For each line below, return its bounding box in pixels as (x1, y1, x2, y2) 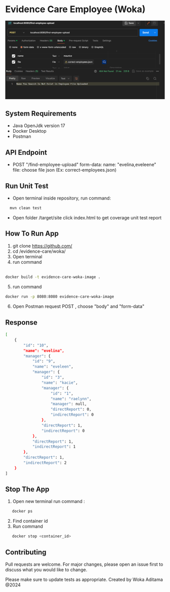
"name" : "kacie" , (41, 380, 78, 385)
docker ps (12, 509, 33, 514)
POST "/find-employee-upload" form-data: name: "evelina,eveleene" (12, 162, 157, 168)
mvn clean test (10, 205, 42, 211)
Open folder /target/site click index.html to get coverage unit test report (12, 214, 162, 221)
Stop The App (5, 485, 50, 494)
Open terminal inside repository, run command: (12, 195, 111, 201)
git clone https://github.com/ (12, 243, 72, 249)
